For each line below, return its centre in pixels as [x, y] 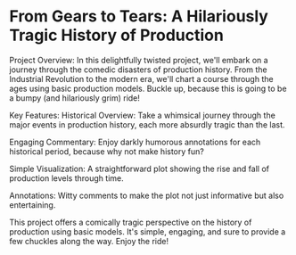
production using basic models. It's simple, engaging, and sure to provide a [148, 231]
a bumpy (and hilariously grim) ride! [75, 98]
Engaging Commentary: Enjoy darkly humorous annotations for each [135, 142]
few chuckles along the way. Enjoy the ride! [89, 241]
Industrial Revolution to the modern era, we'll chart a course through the [141, 78]
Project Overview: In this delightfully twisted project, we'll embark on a [139, 60]
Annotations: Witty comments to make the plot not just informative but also [147, 195]
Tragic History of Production [117, 35]
